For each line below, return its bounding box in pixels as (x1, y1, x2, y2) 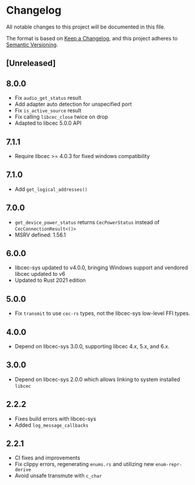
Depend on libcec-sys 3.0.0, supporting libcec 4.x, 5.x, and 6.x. (14, 343, 170, 350)
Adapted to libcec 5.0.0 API (14, 119, 82, 127)
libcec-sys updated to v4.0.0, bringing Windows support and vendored (14, 264, 188, 271)
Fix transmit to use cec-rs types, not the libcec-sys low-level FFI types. (14, 310, 191, 317)
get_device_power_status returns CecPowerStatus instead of (14, 218, 160, 226)
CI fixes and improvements (14, 454, 81, 461)
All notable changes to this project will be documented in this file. (6, 23, 166, 30)
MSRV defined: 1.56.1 (14, 231, 66, 238)
